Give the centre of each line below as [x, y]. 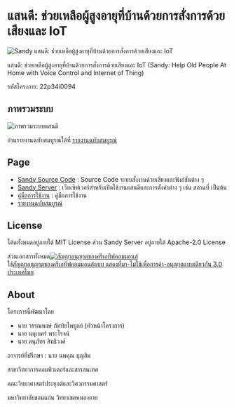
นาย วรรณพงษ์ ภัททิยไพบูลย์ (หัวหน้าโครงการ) [71, 326]
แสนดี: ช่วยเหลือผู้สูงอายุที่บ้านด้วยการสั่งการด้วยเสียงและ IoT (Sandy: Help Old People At [117, 65]
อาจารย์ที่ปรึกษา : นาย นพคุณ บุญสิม [49, 356]
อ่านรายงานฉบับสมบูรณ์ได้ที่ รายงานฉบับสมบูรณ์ [62, 140]
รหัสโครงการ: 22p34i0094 [41, 86]
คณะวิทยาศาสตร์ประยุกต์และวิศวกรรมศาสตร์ [58, 384]
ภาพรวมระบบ [30, 109]
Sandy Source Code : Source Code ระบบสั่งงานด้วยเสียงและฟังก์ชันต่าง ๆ [111, 179]
